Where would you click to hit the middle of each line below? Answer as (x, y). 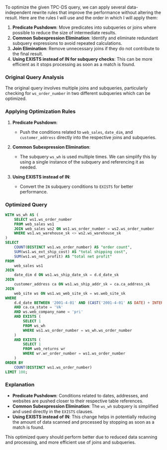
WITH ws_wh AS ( (22, 215)
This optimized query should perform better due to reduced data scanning (81, 437)
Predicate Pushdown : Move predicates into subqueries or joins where (84, 27)
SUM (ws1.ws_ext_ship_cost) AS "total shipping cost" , (71, 252)
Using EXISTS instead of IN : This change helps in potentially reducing (84, 417)
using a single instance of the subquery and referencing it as (82, 162)
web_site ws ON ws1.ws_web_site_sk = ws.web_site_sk (70, 293)
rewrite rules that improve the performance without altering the (97, 12)
